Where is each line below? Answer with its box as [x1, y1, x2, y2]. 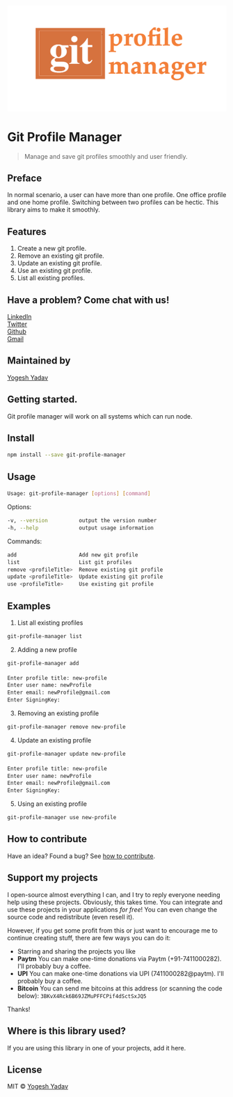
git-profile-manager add [7, 660, 79, 667]
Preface [7, 172, 42, 184]
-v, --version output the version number [7, 518, 157, 524]
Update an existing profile [17, 736, 92, 744]
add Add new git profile [7, 551, 138, 559]
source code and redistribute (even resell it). [7, 912, 134, 921]
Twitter [7, 320, 28, 329]
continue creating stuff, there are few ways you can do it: [7, 933, 171, 942]
